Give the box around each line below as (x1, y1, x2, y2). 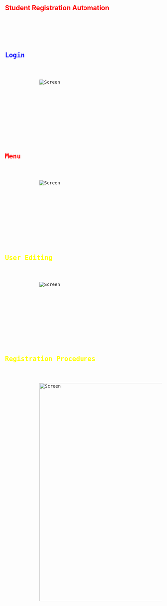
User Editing (5, 254, 53, 262)
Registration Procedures (5, 355, 96, 363)
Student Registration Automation (5, 4, 110, 12)
